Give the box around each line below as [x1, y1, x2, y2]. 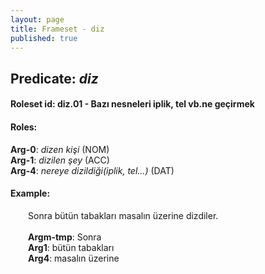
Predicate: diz [10, 70, 99, 87]
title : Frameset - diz [10, 24, 105, 34]
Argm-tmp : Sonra [28, 231, 102, 243]
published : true [10, 33, 78, 43]
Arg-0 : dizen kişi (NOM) [10, 143, 110, 155]
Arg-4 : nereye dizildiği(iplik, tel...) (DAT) [10, 164, 175, 176]
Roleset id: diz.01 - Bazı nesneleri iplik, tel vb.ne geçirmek [10, 98, 255, 110]
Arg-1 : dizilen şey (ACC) [10, 154, 110, 166]
